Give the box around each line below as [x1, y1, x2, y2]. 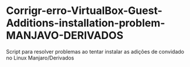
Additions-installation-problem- [6, 16, 165, 30]
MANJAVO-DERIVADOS [6, 29, 124, 42]
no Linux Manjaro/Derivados [6, 54, 74, 61]
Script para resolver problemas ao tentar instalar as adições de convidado [6, 48, 184, 55]
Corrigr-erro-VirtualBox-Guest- [6, 4, 163, 17]
